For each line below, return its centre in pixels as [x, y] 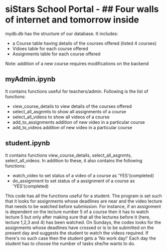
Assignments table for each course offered [56, 54]
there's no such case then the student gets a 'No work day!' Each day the [81, 238]
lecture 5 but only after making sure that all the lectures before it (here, [78, 217]
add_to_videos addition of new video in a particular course [72, 127]
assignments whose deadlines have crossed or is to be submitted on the [80, 228]
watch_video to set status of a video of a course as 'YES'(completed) [83, 175]
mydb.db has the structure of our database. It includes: [62, 33]
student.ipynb [28, 143]
